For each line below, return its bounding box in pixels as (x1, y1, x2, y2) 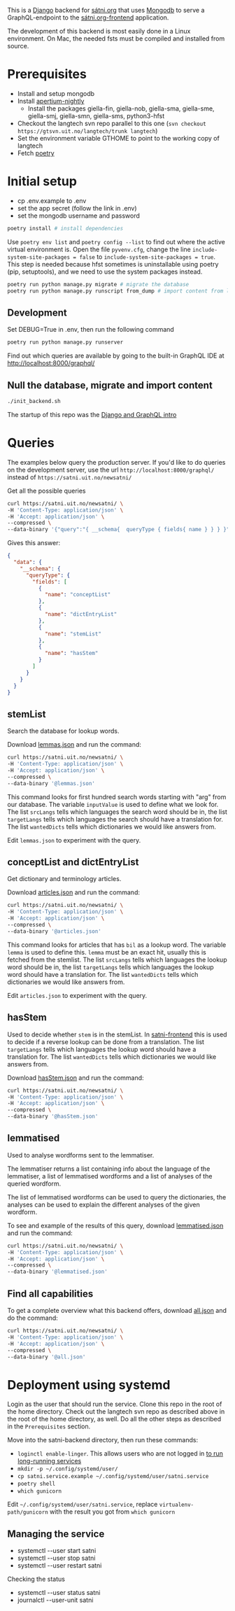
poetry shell (17, 1480, 56, 1488)
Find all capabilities (7, 1288, 94, 1300)
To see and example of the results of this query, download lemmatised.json (7, 1221, 224, 1230)
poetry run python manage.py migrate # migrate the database (7, 281, 190, 288)
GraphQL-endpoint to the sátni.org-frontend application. (7, 13, 169, 22)
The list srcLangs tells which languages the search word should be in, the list (7, 808, 227, 816)
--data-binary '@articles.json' (7, 927, 101, 935)
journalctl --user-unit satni (17, 1596, 94, 1605)
